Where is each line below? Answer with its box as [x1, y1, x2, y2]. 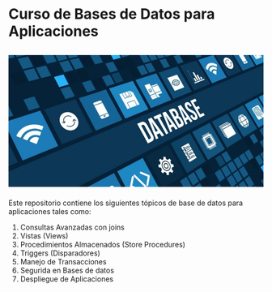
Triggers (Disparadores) [19, 248, 101, 258]
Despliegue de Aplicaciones [19, 273, 114, 284]
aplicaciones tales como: [8, 206, 91, 216]
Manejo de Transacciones [19, 256, 107, 266]
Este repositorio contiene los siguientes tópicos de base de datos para [8, 198, 244, 208]
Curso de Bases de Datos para [8, 5, 215, 24]
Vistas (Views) [19, 230, 69, 240]
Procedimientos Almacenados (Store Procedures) [19, 239, 186, 249]
